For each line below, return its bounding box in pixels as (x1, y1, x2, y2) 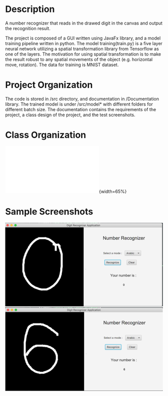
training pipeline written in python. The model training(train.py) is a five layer (5, 40, 162, 46)
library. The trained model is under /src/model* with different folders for (5, 101, 153, 107)
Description (5, 4, 55, 15)
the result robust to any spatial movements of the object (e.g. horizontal (5, 56, 153, 62)
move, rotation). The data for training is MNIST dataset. (5, 62, 119, 68)
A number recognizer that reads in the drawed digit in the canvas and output (5, 20, 162, 26)
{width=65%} (99, 188, 127, 194)
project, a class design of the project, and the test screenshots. (5, 112, 135, 118)
